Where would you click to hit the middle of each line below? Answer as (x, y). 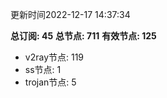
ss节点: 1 (43, 69)
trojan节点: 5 (50, 82)
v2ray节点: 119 (54, 57)
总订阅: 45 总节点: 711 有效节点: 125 (83, 36)
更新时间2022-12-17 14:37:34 (70, 14)
